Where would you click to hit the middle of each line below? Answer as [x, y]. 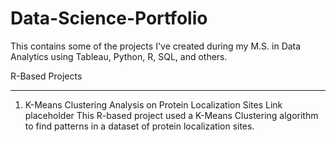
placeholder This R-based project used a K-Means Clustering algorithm [171, 115]
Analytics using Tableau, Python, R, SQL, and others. [119, 56]
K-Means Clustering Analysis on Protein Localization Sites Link [153, 104]
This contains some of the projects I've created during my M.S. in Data [156, 46]
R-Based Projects [46, 76]
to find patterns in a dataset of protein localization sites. [139, 126]
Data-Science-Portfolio [109, 18]
